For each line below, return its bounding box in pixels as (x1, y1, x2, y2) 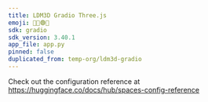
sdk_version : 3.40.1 (8, 33, 76, 42)
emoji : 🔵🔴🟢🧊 (8, 19, 49, 27)
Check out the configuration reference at (8, 76, 140, 86)
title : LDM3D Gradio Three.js (8, 11, 108, 20)
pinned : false (8, 48, 55, 56)
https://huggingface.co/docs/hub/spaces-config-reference (8, 85, 200, 94)
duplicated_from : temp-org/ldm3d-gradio (8, 56, 143, 64)
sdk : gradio (8, 26, 47, 34)
